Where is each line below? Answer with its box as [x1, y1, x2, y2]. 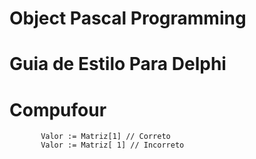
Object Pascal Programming [9, 7, 247, 30]
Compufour [9, 98, 107, 121]
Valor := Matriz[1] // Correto [40, 132, 171, 142]
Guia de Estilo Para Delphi [9, 53, 227, 76]
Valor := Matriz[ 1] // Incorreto [40, 140, 185, 151]
